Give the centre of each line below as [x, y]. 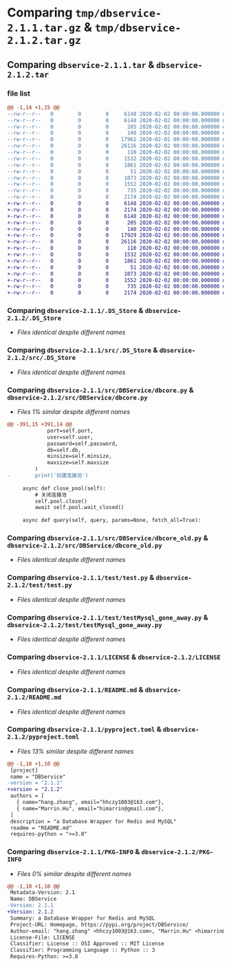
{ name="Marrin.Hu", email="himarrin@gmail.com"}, [90, 808]
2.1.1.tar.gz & [50, 27]
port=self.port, [70, 431]
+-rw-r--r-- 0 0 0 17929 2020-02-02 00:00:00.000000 [113, 235]
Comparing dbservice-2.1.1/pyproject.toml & [84, 729]
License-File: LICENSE [43, 937]
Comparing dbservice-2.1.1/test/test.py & [81, 578]
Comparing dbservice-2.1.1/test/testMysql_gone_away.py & [108, 617]
